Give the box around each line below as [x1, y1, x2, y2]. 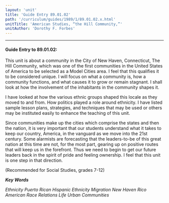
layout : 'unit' [5, 7, 37, 13]
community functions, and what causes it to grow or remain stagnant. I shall [5, 79, 162, 85]
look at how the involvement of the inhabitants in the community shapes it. [5, 84, 159, 91]
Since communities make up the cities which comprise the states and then [5, 120, 159, 126]
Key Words [5, 177, 29, 183]
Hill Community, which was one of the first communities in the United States [5, 63, 163, 69]
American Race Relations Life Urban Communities [5, 192, 109, 198]
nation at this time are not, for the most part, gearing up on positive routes [5, 142, 158, 148]
